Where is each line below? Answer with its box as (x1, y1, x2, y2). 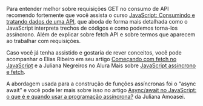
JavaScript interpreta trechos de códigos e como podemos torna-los (6, 24, 178, 31)
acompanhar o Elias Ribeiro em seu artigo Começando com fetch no (6, 56, 177, 62)
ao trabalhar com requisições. (6, 38, 81, 44)
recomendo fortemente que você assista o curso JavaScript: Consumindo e (6, 12, 195, 19)
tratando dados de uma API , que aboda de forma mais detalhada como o (6, 18, 188, 25)
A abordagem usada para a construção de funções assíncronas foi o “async (6, 80, 196, 87)
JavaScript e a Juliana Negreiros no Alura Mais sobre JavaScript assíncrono (6, 62, 196, 69)
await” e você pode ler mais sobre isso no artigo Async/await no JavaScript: (6, 87, 197, 93)
